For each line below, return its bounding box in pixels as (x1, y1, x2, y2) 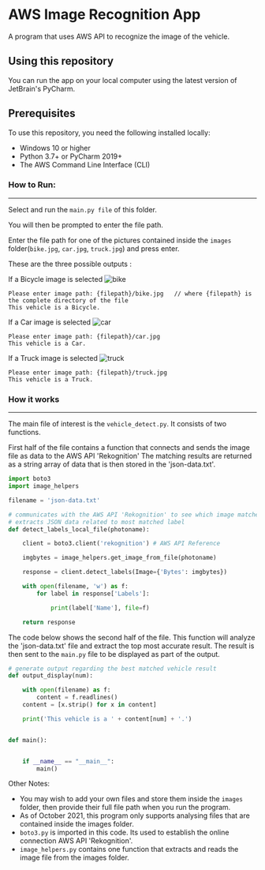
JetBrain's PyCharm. (8, 84, 76, 93)
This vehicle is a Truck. (8, 375, 93, 384)
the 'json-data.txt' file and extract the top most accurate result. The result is (8, 641, 255, 651)
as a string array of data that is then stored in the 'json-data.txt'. (8, 459, 215, 469)
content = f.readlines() (36, 693, 118, 702)
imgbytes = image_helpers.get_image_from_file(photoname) (22, 554, 217, 562)
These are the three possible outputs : (8, 259, 132, 268)
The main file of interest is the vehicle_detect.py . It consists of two (8, 419, 227, 429)
